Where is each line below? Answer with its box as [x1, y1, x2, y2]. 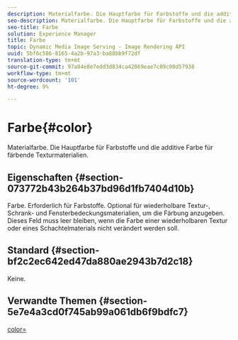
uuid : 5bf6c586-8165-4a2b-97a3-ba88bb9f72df [7, 50, 141, 57]
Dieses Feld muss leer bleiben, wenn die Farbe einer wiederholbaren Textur [7, 216, 228, 224]
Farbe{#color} [7, 120, 93, 136]
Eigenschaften [7, 171, 73, 183]
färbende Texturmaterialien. [7, 150, 89, 160]
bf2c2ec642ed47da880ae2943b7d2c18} [7, 256, 193, 268]
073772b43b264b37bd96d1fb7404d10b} [7, 182, 195, 194]
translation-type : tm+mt [7, 57, 81, 64]
